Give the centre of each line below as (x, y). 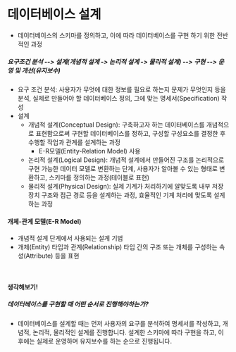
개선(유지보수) (41, 70)
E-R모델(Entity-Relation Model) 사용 (89, 151)
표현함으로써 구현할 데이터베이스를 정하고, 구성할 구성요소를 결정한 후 (131, 133)
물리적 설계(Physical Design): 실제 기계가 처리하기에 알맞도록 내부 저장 (126, 186)
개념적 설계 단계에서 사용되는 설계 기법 (70, 238)
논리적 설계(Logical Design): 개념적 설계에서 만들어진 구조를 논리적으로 (126, 160)
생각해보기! (23, 287)
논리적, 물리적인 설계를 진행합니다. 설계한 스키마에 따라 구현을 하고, (125, 332)
